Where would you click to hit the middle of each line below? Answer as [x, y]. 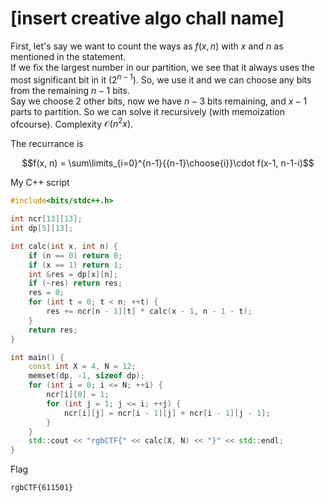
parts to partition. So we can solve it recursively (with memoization [147, 111]
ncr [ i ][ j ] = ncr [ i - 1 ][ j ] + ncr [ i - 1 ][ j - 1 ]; [167, 413]
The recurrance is [47, 144]
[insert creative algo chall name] [147, 18]
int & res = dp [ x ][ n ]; [73, 274]
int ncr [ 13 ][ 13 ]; [46, 219]
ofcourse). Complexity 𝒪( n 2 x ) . [72, 123]
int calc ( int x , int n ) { [64, 246]
